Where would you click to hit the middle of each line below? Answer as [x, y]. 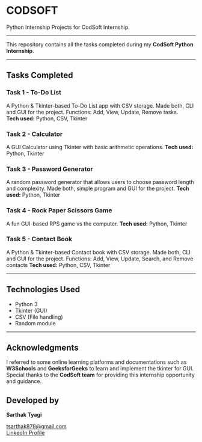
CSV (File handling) [39, 317]
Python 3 [26, 304]
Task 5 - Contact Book [39, 239]
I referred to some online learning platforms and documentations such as [96, 362]
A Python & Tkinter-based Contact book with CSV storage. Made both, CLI [99, 252]
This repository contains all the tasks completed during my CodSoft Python [100, 44]
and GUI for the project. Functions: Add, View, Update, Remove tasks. [92, 112]
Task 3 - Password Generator [50, 169]
